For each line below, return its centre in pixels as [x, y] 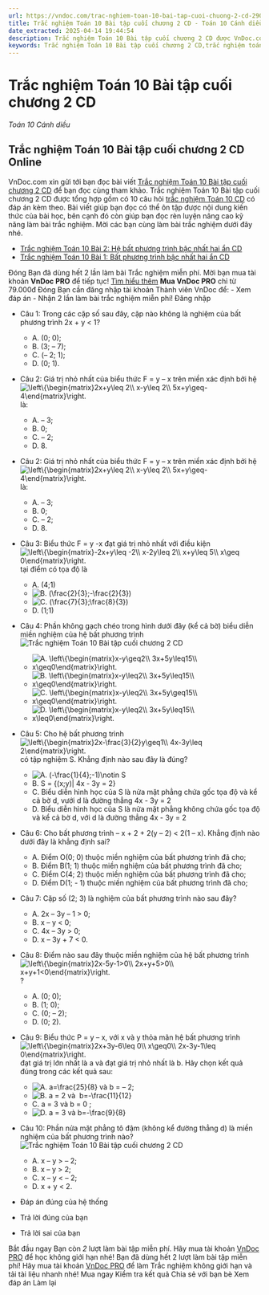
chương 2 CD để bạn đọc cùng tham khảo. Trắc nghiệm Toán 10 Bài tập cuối [134, 190]
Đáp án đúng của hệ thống [64, 1202]
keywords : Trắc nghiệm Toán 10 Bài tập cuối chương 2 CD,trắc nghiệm [127, 46]
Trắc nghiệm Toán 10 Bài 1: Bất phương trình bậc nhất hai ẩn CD [124, 257]
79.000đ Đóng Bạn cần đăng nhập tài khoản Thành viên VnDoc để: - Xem [130, 289]
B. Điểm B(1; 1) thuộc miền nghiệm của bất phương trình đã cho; [137, 865]
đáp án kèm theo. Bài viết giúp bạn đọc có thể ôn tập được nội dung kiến [128, 207]
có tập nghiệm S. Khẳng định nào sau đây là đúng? [104, 759]
